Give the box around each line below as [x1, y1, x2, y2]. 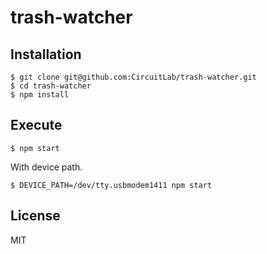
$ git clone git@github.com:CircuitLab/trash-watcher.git [10, 72, 257, 82]
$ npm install [10, 90, 70, 100]
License [10, 207, 61, 225]
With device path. [10, 161, 83, 173]
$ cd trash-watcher [10, 81, 92, 91]
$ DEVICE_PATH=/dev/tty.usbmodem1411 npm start [10, 180, 213, 190]
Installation [10, 46, 82, 63]
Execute [10, 117, 63, 134]
